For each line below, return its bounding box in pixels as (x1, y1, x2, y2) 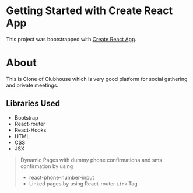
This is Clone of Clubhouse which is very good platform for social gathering (6, 75, 188, 82)
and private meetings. (6, 82, 59, 89)
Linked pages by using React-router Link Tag (29, 180, 138, 187)
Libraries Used (6, 99, 60, 108)
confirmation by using (20, 162, 73, 170)
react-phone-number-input (29, 174, 94, 181)
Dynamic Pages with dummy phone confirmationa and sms (20, 156, 162, 163)
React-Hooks (14, 127, 47, 134)
